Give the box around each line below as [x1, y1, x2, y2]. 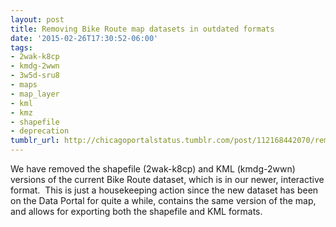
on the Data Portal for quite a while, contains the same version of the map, [10, 195, 317, 206]
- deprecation [10, 126, 70, 136]
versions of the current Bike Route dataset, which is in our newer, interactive [10, 174, 325, 185]
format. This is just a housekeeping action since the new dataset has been [10, 184, 319, 196]
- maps [10, 80, 38, 90]
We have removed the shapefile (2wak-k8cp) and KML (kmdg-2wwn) [10, 163, 296, 175]
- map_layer [10, 89, 60, 99]
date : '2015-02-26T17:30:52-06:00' [10, 33, 159, 43]
